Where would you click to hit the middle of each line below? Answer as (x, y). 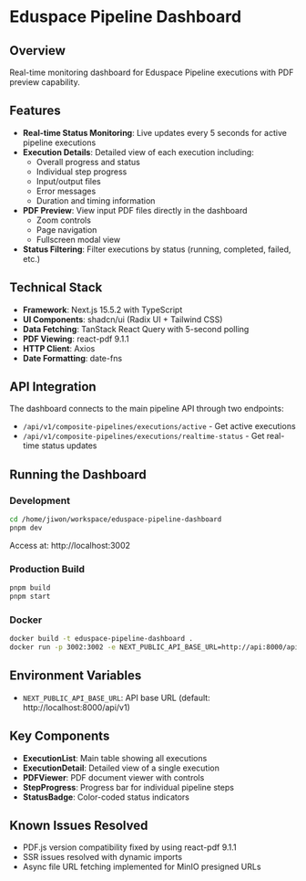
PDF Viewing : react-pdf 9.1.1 (76, 339)
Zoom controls (63, 220)
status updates (69, 446)
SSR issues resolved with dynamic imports (102, 857)
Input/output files (69, 181)
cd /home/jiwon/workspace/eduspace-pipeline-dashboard (116, 519)
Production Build (47, 569)
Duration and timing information (96, 200)
